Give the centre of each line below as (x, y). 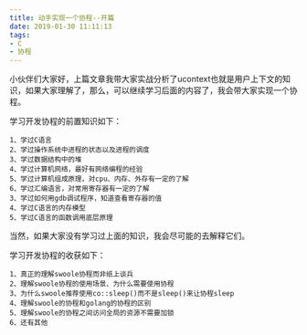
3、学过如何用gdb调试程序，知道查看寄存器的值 (86, 199)
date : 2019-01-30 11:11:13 (61, 26)
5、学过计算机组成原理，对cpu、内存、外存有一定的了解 (100, 179)
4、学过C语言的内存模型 (48, 208)
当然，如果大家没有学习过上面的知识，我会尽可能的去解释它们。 (129, 236)
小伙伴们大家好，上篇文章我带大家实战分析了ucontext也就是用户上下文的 (146, 79)
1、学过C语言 (31, 141)
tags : (20, 35)
